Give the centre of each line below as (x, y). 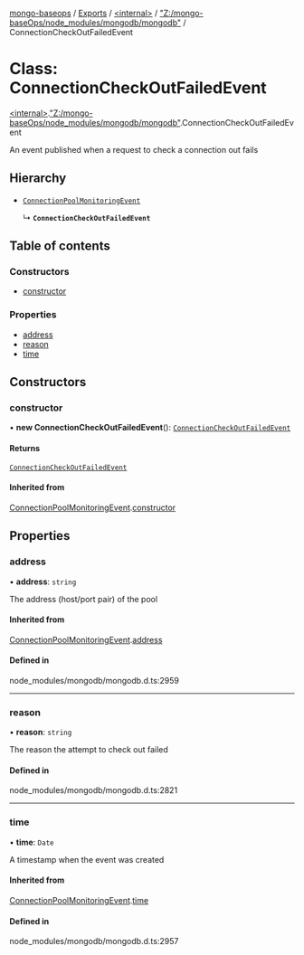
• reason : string (41, 733)
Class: (34, 69)
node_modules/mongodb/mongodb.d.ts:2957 (94, 941)
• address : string (43, 582)
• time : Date (32, 842)
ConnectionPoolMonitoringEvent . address (86, 639)
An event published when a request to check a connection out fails (134, 149)
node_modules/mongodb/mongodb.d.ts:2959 (94, 680)
